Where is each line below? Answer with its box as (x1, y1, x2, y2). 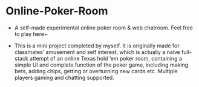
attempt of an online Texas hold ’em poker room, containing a (29, 55, 183, 62)
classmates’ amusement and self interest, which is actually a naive (14, 48, 181, 55)
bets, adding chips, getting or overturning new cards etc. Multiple (14, 67, 178, 74)
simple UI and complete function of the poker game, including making (14, 61, 189, 68)
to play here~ (14, 30, 48, 37)
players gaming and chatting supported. (14, 74, 114, 81)
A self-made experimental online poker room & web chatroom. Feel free (14, 24, 193, 31)
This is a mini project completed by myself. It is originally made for (14, 42, 180, 49)
